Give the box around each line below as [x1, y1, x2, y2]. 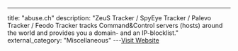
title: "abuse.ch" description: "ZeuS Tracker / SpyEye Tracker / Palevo [7, 14, 212, 22]
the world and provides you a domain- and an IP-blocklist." [7, 29, 179, 37]
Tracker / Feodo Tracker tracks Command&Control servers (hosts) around [7, 22, 223, 29]
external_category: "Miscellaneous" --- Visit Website [7, 36, 159, 44]
